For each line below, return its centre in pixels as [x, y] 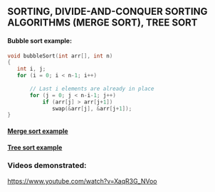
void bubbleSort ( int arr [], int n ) [60, 56]
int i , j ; [31, 69]
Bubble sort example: [40, 40]
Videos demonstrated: [47, 166]
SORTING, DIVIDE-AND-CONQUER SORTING [107, 12]
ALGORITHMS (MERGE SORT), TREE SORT [103, 23]
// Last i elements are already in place [92, 89]
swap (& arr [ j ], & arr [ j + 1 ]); [92, 108]
